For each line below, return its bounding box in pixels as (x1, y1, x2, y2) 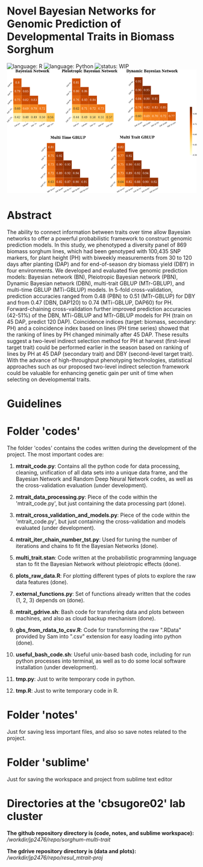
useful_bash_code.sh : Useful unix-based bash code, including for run (15, 651, 192, 658)
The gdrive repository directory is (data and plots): (7, 847, 137, 854)
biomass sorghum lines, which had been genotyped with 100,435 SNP (7, 247, 181, 254)
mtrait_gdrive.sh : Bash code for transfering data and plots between (15, 608, 184, 616)
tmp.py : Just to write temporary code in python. (15, 675, 136, 683)
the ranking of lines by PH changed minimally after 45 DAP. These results (7, 330, 189, 338)
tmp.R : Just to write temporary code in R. (15, 687, 119, 694)
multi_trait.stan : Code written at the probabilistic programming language (15, 554, 197, 561)
